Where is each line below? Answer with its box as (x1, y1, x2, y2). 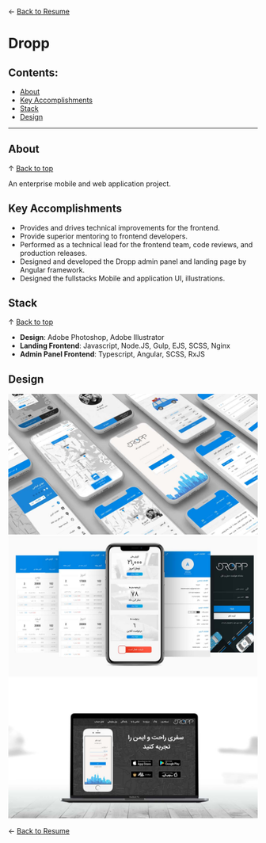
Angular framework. (19, 265, 85, 274)
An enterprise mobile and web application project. (8, 178, 172, 189)
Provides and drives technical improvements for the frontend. (19, 223, 220, 232)
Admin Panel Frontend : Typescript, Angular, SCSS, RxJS (19, 349, 206, 359)
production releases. (19, 248, 87, 257)
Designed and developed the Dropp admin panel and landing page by (19, 257, 247, 266)
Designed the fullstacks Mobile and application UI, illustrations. (19, 273, 226, 283)
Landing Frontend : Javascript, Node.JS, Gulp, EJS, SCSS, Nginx (19, 341, 231, 351)
